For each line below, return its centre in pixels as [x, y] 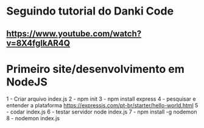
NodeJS [27, 82]
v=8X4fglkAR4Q [38, 43]
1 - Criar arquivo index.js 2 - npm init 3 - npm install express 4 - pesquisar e [101, 99]
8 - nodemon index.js [33, 118]
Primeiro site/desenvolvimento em [95, 69]
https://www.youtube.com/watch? [74, 34]
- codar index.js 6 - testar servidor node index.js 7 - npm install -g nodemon [102, 112]
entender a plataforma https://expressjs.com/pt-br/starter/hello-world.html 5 [102, 105]
